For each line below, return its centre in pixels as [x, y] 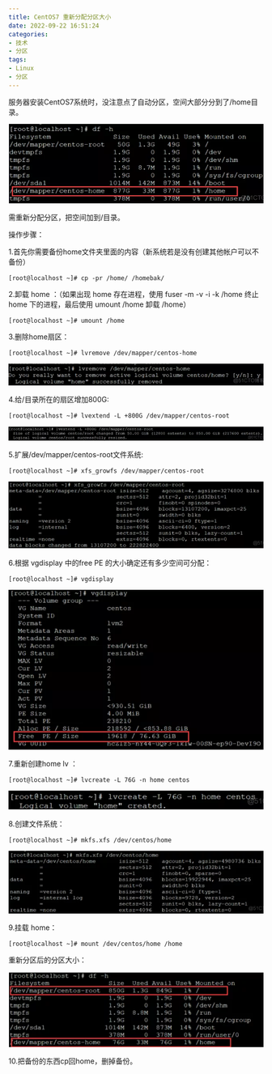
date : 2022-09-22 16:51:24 [54, 25]
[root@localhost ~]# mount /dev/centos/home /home [96, 944]
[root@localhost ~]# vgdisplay [61, 579]
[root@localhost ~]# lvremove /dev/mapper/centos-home [103, 353]
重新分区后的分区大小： [47, 960]
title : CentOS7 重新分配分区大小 [60, 17]
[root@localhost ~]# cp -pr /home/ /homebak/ [86, 278]
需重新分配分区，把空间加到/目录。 [67, 217]
